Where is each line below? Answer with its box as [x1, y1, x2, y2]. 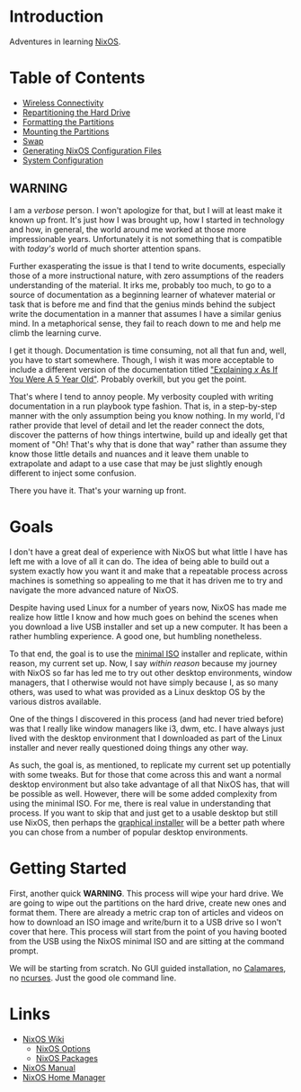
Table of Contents [9, 68, 146, 88]
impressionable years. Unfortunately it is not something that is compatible [9, 233, 283, 244]
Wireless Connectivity [22, 97, 104, 108]
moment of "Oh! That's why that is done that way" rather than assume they [9, 438, 288, 449]
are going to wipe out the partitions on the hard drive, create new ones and [9, 898, 288, 908]
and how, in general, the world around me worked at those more [9, 223, 247, 235]
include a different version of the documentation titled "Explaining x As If [9, 364, 279, 375]
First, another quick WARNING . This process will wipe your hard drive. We [9, 888, 284, 898]
